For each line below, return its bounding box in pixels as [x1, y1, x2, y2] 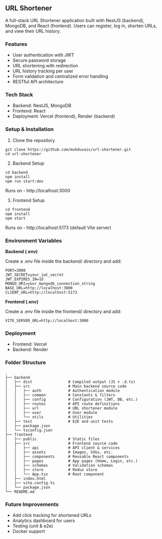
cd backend [5, 170, 28, 175]
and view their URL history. [5, 28, 61, 34]
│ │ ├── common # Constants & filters [5, 392, 115, 397]
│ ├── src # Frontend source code [5, 441, 118, 446]
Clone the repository [12, 137, 55, 143]
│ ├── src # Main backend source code [5, 384, 127, 389]
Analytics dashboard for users [12, 517, 75, 523]
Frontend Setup [12, 197, 45, 203]
